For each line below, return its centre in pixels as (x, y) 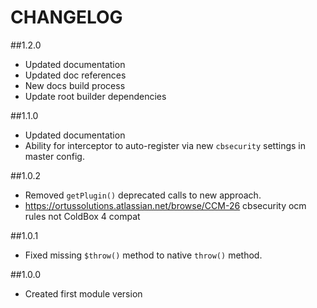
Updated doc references (75, 75)
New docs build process (75, 85)
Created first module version (83, 293)
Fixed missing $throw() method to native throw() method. (143, 255)
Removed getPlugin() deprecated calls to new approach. (143, 195)
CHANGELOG (66, 17)
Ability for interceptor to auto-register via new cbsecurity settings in (165, 145)
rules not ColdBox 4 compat (82, 216)
